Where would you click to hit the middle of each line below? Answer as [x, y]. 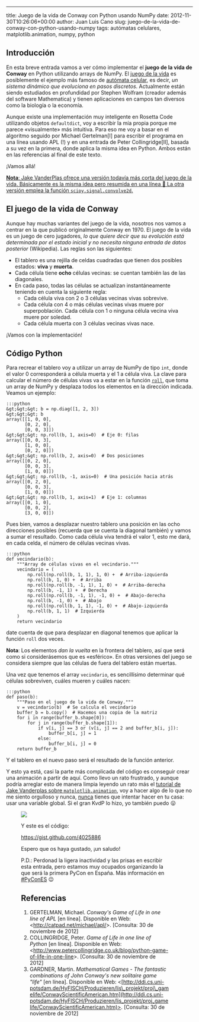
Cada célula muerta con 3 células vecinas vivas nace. [89, 323]
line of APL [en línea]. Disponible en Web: [80, 919]
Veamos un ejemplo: [31, 393]
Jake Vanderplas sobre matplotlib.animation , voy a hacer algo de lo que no [99, 791]
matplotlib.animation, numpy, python [51, 34]
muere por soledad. [47, 317]
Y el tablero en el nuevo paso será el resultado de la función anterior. [90, 760]
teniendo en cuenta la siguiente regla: [61, 291]
